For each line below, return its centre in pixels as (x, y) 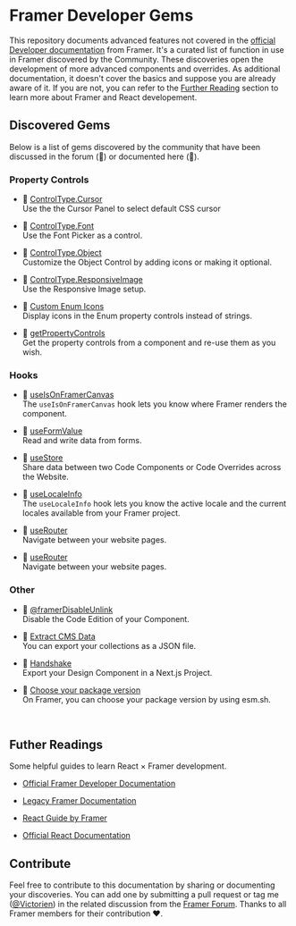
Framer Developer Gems (101, 16)
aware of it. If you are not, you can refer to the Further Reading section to (144, 88)
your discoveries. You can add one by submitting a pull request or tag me (144, 895)
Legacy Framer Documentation (79, 801)
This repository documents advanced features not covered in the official (142, 40)
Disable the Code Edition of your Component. (106, 619)
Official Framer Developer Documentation (99, 784)
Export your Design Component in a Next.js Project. (117, 672)
